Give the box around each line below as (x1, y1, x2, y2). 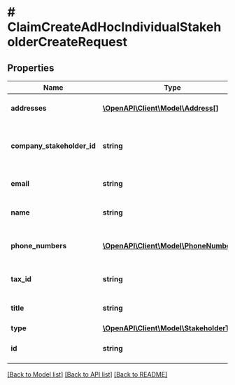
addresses (10, 103, 47, 113)
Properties (7, 62, 55, 74)
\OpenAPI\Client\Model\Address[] (102, 103, 219, 113)
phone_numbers (10, 241, 67, 250)
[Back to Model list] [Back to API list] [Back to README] (7, 370, 168, 379)
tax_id (10, 274, 31, 284)
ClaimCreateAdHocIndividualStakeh (7, 19, 222, 35)
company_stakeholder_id (10, 141, 97, 151)
